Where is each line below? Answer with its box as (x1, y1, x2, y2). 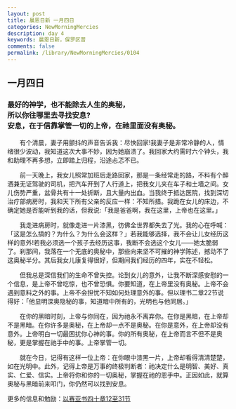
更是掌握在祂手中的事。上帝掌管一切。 (19, 338, 131, 347)
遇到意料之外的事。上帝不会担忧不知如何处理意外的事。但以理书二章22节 (7, 288, 218, 297)
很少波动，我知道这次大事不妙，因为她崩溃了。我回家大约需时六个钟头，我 (13, 147, 229, 155)
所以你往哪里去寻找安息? (7, 110, 91, 120)
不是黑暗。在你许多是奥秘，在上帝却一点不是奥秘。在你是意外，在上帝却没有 (7, 321, 229, 329)
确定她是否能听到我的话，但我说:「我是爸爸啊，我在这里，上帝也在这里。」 (7, 206, 222, 214)
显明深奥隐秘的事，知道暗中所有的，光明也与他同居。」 (34, 297, 192, 305)
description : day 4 (7, 29, 65, 37)
